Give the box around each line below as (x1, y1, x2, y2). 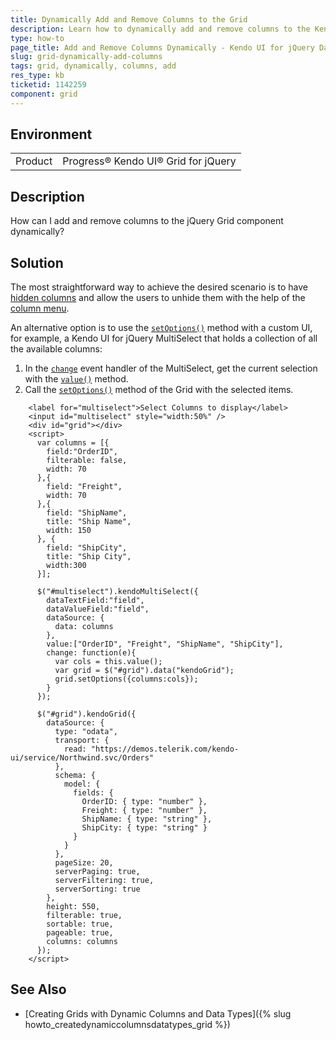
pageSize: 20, (54, 858, 114, 868)
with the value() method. (24, 373, 129, 385)
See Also (10, 981, 67, 998)
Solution (10, 254, 64, 271)
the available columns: (10, 343, 103, 355)
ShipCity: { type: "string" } (81, 823, 208, 833)
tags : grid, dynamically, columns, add (10, 61, 177, 71)
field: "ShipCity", (46, 543, 128, 553)
